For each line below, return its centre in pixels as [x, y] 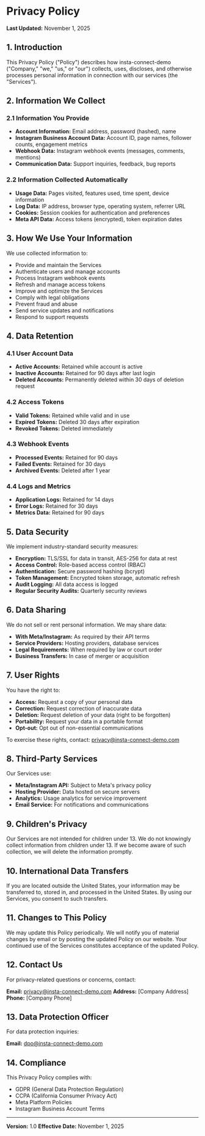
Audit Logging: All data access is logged [67, 584]
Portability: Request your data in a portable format [79, 721]
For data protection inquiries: [43, 1032]
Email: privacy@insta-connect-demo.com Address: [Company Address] [98, 991]
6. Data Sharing [36, 610]
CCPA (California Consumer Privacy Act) [66, 1096]
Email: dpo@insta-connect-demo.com [55, 1044]
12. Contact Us [34, 965]
